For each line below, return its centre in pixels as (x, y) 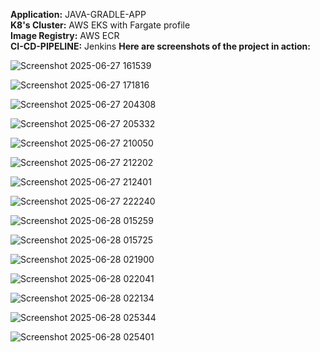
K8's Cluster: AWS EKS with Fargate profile (100, 25)
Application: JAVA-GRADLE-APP (78, 14)
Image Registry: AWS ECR (65, 35)
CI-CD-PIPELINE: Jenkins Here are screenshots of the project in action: (160, 46)
